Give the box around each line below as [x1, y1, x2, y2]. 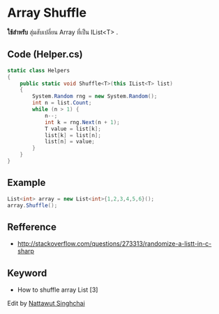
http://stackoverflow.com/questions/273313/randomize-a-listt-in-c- [17, 240, 212, 248]
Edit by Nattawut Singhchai [7, 299, 85, 308]
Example [7, 177, 46, 189]
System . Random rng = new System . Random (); [32, 93, 158, 100]
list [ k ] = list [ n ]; [44, 132, 101, 139]
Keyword [7, 267, 47, 279]
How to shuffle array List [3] [17, 285, 98, 294]
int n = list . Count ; [32, 100, 92, 107]
